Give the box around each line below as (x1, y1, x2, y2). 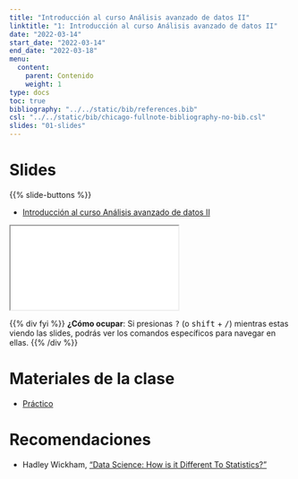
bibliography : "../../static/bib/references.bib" (9, 105, 199, 114)
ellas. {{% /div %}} (9, 337, 79, 347)
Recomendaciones (9, 430, 151, 450)
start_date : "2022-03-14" (9, 38, 106, 47)
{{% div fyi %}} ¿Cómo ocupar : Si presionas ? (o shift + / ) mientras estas (9, 318, 289, 329)
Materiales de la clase (9, 369, 175, 389)
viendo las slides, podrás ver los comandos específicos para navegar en (9, 328, 276, 338)
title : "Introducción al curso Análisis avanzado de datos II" (9, 13, 251, 22)
